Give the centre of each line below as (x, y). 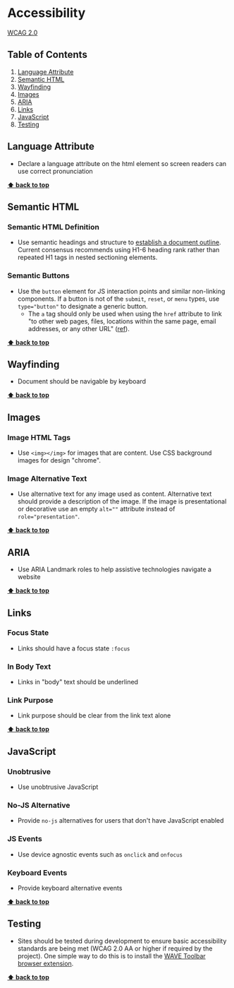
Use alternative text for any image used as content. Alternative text (115, 494)
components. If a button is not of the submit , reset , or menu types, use (118, 299)
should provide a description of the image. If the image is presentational (122, 501)
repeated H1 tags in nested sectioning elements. (87, 257)
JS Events (25, 839)
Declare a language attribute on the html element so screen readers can (122, 163)
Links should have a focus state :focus (74, 648)
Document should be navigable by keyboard (82, 381)
